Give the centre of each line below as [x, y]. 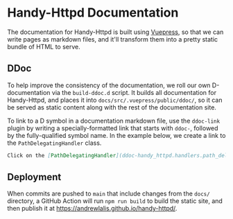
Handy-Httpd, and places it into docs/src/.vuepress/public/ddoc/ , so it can [115, 100]
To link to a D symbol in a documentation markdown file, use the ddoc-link [114, 121]
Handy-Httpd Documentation [93, 13]
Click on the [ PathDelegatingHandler [62, 155]
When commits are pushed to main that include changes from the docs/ [109, 194]
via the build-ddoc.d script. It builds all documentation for [134, 92]
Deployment [34, 177]
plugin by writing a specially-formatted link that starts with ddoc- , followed [113, 128]
